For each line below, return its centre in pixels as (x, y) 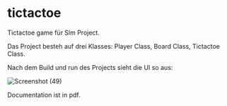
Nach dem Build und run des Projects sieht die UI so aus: (90, 67)
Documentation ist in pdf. (44, 95)
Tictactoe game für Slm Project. (54, 33)
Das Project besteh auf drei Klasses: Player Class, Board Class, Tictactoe (114, 46)
